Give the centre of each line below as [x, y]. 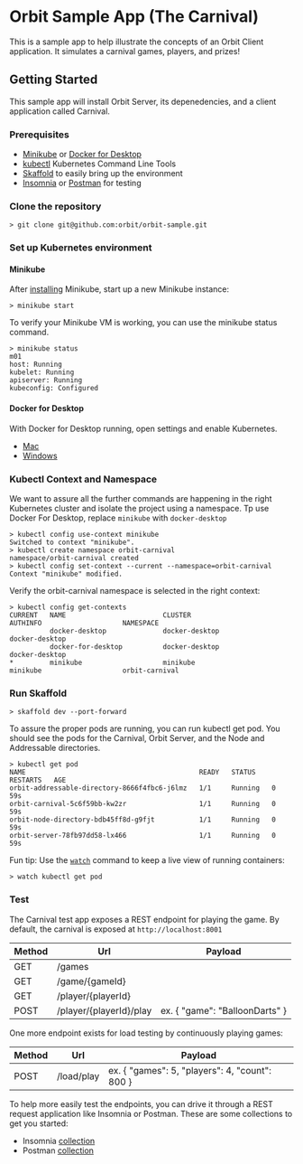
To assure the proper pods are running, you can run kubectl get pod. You [145, 728]
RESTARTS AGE [38, 780]
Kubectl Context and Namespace [83, 479]
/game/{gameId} [92, 981]
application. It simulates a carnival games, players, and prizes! [125, 51]
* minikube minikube [102, 662]
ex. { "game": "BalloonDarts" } [224, 1010]
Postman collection [58, 1150]
